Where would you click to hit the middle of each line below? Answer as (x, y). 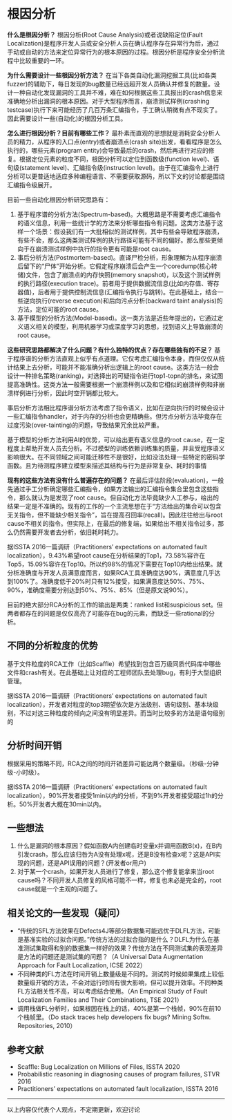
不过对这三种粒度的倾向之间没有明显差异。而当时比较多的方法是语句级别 (122, 713)
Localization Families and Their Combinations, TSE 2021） (100, 1000)
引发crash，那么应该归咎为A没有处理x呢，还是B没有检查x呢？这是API (116, 855)
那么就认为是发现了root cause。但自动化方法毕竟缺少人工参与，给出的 (119, 497)
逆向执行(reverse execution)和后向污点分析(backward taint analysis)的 (123, 301)
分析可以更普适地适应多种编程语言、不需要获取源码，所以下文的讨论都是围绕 (116, 176)
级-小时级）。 (25, 772)
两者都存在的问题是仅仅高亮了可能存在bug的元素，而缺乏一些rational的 (108, 613)
